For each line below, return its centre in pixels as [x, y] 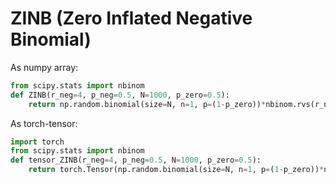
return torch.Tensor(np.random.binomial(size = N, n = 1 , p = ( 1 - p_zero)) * [176, 170]
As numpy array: [44, 67]
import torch [37, 142]
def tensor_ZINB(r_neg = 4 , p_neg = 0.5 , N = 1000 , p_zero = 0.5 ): [136, 160]
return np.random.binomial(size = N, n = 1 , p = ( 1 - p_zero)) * [147, 104]
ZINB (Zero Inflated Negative [131, 18]
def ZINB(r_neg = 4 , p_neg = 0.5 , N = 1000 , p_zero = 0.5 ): [120, 95]
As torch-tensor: [44, 123]
